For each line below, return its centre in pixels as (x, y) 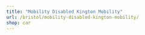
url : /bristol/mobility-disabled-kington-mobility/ (72, 17)
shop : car (19, 23)
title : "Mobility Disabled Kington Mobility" (64, 12)
